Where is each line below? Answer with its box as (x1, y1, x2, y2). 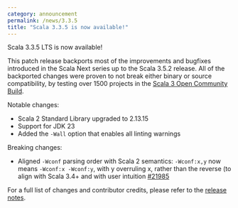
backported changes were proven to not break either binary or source (7, 72, 212, 80)
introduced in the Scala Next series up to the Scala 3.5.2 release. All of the (7, 65, 225, 73)
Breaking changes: (7, 143, 63, 152)
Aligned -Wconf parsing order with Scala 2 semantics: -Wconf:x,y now (17, 157, 222, 165)
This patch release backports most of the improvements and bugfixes (7, 57, 212, 65)
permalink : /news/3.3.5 (7, 17, 78, 24)
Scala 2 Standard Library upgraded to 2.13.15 (17, 114, 149, 123)
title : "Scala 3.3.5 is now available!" (7, 23, 129, 31)
